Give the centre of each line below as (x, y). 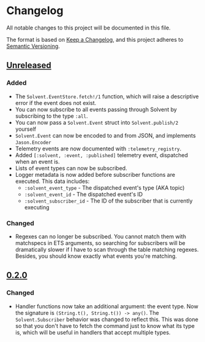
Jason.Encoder (33, 142)
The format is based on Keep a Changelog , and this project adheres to (95, 39)
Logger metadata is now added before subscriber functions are (95, 174)
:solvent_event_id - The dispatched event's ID (84, 194)
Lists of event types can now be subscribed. (71, 168)
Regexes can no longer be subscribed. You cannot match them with (101, 236)
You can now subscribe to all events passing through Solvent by (96, 109)
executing (37, 207)
